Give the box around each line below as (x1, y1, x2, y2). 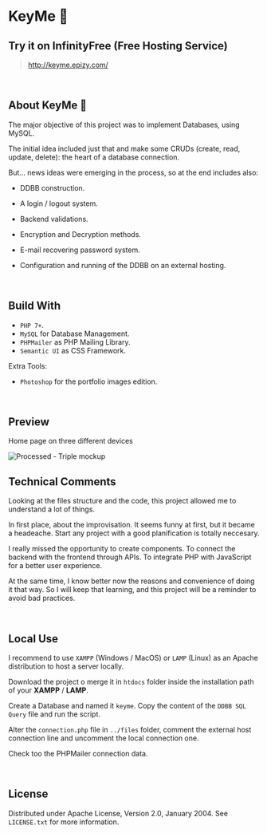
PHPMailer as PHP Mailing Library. (19, 337, 131, 346)
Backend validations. (19, 214, 89, 223)
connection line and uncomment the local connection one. (8, 733, 199, 743)
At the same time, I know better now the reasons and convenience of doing (8, 576, 255, 586)
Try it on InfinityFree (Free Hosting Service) (8, 39, 229, 53)
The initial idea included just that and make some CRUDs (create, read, (8, 144, 241, 153)
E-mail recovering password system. (19, 245, 141, 255)
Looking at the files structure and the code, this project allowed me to (8, 496, 237, 506)
